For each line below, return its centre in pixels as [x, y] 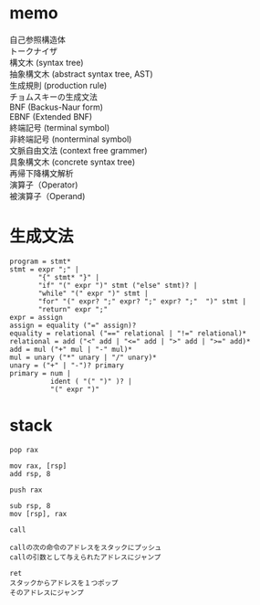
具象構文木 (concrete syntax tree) [73, 162]
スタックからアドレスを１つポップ [64, 583]
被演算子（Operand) [47, 196]
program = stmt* [40, 261]
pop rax [24, 450]
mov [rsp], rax [38, 514]
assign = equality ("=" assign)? [73, 325]
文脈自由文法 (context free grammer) [78, 150]
